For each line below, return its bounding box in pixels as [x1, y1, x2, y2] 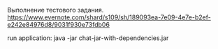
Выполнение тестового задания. [7, 6, 104, 14]
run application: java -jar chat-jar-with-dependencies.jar [7, 34, 169, 42]
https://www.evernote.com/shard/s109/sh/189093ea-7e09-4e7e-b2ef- [7, 13, 211, 21]
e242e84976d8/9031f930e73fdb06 [7, 21, 110, 28]
